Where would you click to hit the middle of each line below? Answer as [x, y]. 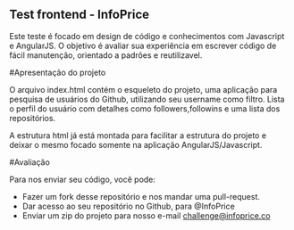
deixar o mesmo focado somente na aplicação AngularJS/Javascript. [136, 144]
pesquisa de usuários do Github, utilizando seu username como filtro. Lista [147, 99]
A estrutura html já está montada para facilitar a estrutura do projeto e [138, 135]
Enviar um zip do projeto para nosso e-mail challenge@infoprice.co [146, 215]
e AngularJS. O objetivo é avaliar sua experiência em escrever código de [143, 45]
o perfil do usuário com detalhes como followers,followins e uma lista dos [145, 108]
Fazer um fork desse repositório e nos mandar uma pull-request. [141, 196]
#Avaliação [30, 162]
